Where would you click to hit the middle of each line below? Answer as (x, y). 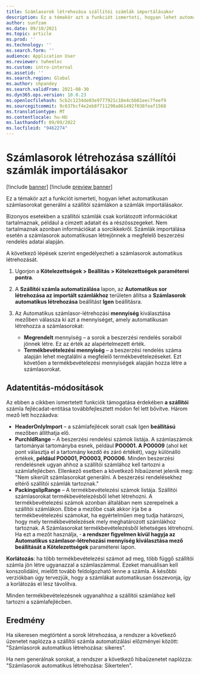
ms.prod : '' (21, 39)
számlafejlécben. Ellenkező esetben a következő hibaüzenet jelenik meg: (104, 471)
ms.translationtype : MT (36, 112)
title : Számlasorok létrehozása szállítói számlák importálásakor (90, 12)
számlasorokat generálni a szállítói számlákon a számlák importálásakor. (95, 205)
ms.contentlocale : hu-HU (37, 117)
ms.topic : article (29, 34)
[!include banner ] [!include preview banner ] (60, 187)
